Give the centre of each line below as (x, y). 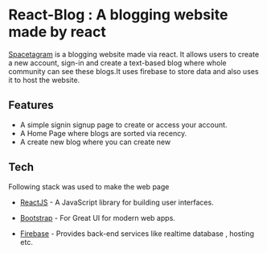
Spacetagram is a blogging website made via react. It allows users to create (134, 54)
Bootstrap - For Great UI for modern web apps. (97, 218)
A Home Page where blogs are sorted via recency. (103, 133)
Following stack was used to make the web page (89, 186)
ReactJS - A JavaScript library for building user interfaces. (117, 202)
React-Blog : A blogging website (118, 15)
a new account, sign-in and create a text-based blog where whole (117, 63)
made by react (58, 32)
